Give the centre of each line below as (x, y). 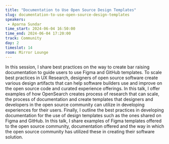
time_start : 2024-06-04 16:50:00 (40, 29)
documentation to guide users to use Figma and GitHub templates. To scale (84, 72)
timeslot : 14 (19, 48)
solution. (14, 137)
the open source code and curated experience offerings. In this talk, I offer (83, 88)
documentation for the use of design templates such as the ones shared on (83, 115)
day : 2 (12, 43)
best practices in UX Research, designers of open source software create (81, 78)
